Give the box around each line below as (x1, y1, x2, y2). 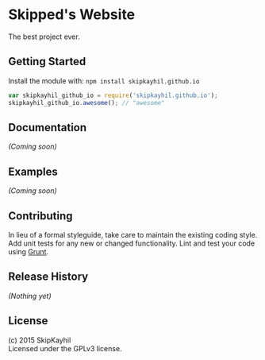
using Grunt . (8, 246, 49, 256)
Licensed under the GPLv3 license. (8, 343, 122, 353)
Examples (8, 165, 58, 178)
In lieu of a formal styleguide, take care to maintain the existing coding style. (8, 230, 258, 239)
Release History (8, 270, 89, 284)
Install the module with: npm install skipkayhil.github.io (8, 75, 200, 85)
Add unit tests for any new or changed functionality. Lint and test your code (8, 238, 255, 248)
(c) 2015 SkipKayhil (8, 335, 71, 345)
